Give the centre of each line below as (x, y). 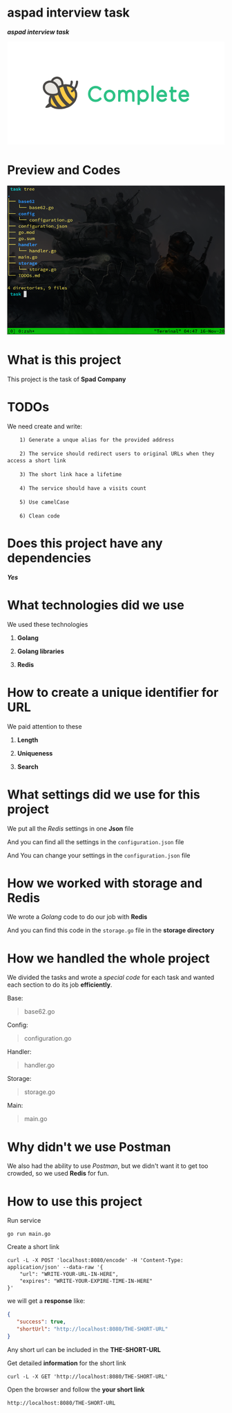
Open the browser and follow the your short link (76, 1389)
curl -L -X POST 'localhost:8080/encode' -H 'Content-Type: (96, 1261)
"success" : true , (41, 1322)
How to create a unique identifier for (113, 692)
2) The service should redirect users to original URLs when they (117, 454)
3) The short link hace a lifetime (71, 474)
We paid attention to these (45, 726)
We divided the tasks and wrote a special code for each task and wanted (111, 978)
